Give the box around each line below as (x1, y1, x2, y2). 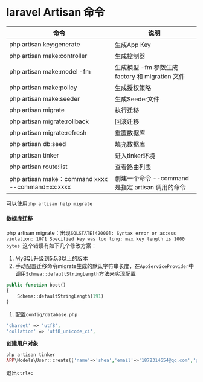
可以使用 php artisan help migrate (6, 200, 92, 207)
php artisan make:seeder (9, 94, 80, 103)
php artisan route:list (9, 162, 68, 171)
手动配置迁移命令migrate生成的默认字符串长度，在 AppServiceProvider (14, 263, 189, 270)
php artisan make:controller (9, 51, 88, 60)
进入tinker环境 (114, 151, 155, 160)
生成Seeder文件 (114, 95, 160, 103)
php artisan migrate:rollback (9, 117, 89, 126)
